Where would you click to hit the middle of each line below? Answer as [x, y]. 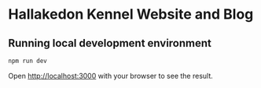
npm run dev [28, 61]
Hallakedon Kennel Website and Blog [131, 14]
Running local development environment [110, 43]
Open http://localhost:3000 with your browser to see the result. [111, 76]
